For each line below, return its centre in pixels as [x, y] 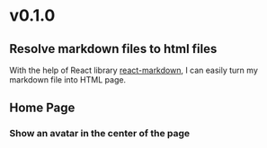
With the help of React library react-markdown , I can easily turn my [133, 70]
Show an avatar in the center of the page [100, 134]
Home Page [42, 108]
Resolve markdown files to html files [113, 49]
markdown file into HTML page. [68, 80]
